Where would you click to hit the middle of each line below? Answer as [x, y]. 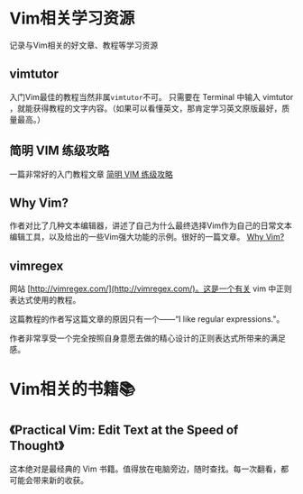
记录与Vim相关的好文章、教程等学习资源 [84, 45]
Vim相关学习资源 [72, 18]
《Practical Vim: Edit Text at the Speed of [124, 430]
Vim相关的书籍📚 [73, 389]
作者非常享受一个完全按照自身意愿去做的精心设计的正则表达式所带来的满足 [147, 338]
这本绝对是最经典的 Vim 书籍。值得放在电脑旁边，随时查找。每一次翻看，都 [149, 469]
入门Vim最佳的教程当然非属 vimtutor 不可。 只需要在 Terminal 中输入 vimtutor [151, 96]
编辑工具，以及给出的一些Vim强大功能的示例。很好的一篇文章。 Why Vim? [147, 237]
